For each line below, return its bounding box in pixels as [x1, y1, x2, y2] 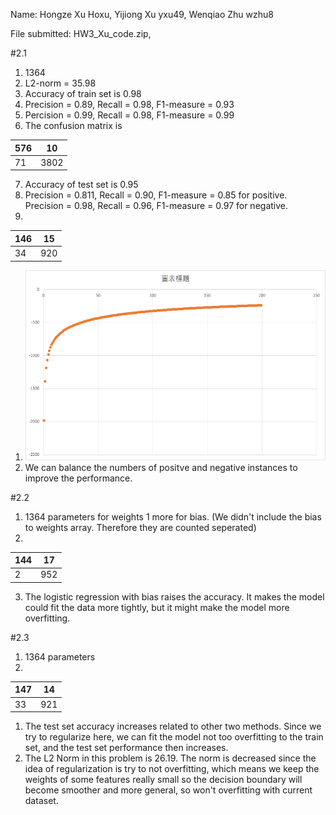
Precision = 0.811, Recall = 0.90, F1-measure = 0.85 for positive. [24, 189, 288, 201]
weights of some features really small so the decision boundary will [24, 774, 303, 785]
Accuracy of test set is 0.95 [24, 179, 139, 191]
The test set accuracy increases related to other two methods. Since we [24, 720, 322, 732]
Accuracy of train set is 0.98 [24, 88, 142, 99]
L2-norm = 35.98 [24, 77, 97, 89]
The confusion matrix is [24, 120, 123, 131]
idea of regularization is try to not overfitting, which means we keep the [24, 763, 320, 774]
